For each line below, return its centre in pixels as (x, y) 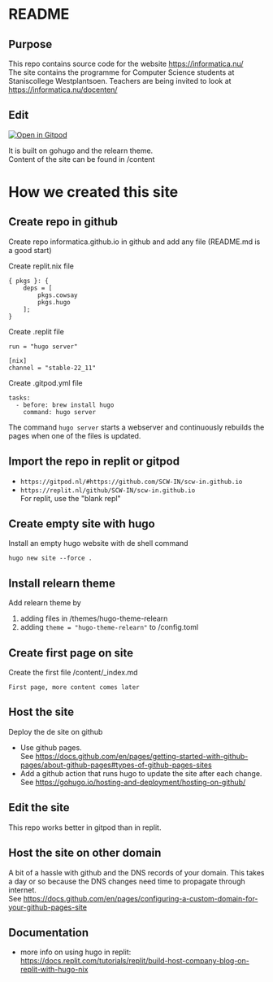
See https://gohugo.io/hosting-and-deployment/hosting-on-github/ (133, 782)
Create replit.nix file (41, 266)
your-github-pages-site (48, 907)
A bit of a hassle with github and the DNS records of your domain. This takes (136, 872)
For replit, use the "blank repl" (70, 498)
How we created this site (93, 192)
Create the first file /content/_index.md (73, 673)
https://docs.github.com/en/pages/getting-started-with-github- (142, 756)
